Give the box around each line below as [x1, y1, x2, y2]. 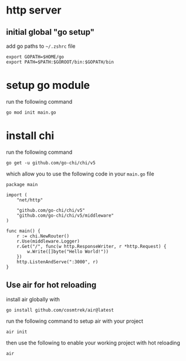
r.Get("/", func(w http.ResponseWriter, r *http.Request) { [16, 243, 167, 249]
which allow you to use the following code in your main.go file [6, 170, 154, 177]
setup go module [6, 79, 90, 92]
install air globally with [6, 296, 60, 303]
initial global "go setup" [6, 27, 95, 37]
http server [6, 4, 62, 17]
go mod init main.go [6, 110, 57, 115]
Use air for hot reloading [6, 280, 97, 290]
